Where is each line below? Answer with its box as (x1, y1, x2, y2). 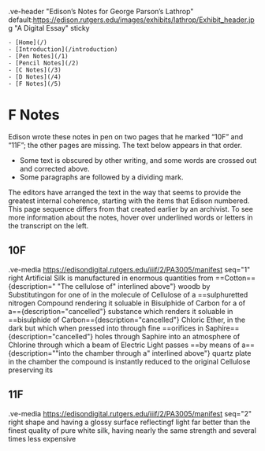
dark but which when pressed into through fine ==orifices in (8, 323, 203, 333)
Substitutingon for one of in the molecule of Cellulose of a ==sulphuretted (8, 290, 248, 299)
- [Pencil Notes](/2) (8, 59, 80, 67)
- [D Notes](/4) (8, 73, 62, 81)
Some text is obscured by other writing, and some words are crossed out (19, 155, 257, 165)
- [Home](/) (8, 39, 47, 46)
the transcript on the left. (8, 220, 89, 231)
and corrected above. (19, 164, 90, 173)
